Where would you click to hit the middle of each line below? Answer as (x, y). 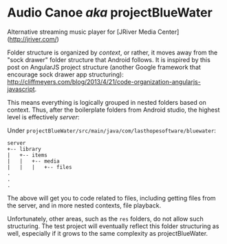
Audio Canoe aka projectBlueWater (110, 13)
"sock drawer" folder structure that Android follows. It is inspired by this (109, 59)
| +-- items (28, 155)
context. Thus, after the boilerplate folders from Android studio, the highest (113, 110)
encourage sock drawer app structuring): (65, 74)
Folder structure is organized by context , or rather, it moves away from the (112, 52)
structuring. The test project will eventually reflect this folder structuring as (113, 226)
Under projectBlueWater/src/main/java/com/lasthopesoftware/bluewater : (112, 130)
